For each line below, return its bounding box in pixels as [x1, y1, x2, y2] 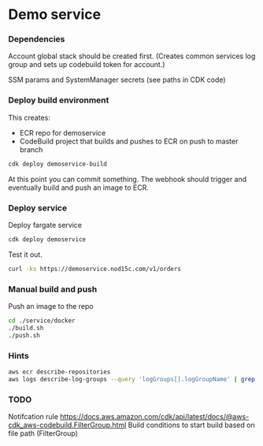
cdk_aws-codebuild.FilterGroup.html [8, 420, 127, 429]
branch [19, 144, 43, 154]
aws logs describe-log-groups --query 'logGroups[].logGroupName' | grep [8, 375, 256, 383]
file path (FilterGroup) [8, 428, 79, 438]
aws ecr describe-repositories [8, 368, 111, 376]
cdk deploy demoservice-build [8, 160, 108, 168]
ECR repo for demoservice [19, 128, 106, 137]
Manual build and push [8, 284, 98, 295]
